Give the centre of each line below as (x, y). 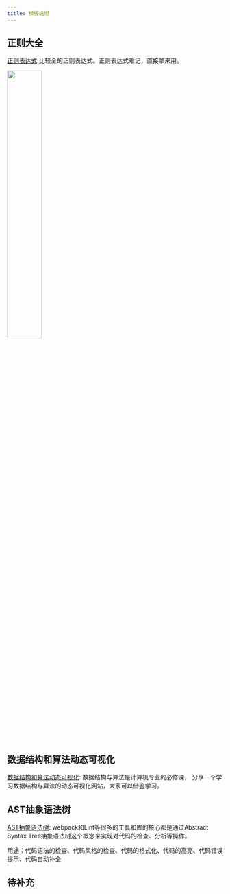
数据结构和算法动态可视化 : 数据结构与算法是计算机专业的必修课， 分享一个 (112, 777)
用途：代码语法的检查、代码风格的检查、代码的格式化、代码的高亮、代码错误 (115, 851)
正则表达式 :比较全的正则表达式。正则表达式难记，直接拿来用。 (95, 61)
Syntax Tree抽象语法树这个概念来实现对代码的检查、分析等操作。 (99, 836)
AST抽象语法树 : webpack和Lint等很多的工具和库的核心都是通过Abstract (108, 827)
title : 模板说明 (28, 13)
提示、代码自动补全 (34, 859)
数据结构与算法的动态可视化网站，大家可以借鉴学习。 (88, 786)
